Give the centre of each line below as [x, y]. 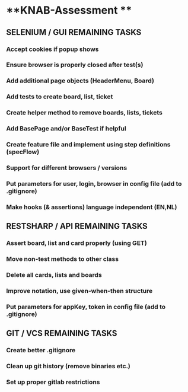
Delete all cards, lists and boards [54, 275]
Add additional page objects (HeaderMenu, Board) [80, 81]
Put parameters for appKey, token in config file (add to [86, 307]
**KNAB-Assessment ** [69, 10]
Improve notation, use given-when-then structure [79, 291]
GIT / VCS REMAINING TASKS [62, 334]
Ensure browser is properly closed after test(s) [75, 65]
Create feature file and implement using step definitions [88, 145]
